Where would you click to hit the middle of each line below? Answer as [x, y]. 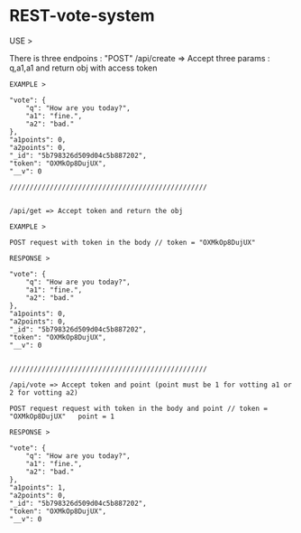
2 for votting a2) [44, 393]
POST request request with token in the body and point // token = [139, 408]
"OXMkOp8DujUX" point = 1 [62, 416]
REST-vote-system [82, 16]
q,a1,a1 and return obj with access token [83, 68]
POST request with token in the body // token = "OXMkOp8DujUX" [132, 242]
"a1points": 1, [38, 487]
